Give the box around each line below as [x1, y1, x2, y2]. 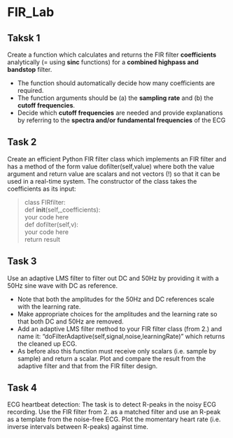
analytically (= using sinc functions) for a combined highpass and [7, 58, 199, 66]
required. [17, 87, 44, 94]
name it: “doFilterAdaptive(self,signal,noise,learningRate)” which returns [17, 332, 225, 340]
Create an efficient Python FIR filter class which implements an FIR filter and [7, 154, 227, 163]
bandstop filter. [7, 66, 52, 73]
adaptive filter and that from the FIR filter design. [17, 361, 158, 370]
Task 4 [7, 382, 37, 394]
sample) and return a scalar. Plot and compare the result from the [17, 354, 206, 363]
